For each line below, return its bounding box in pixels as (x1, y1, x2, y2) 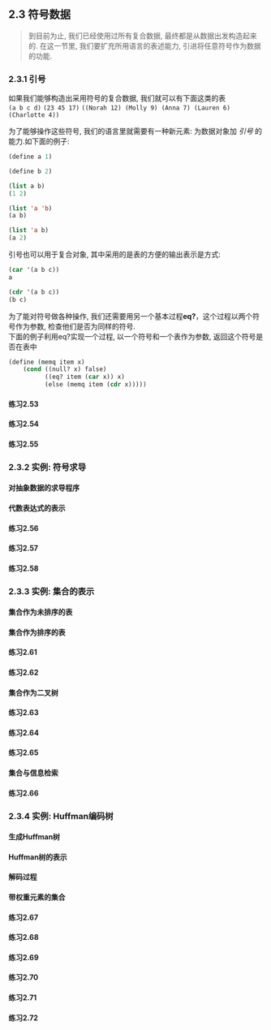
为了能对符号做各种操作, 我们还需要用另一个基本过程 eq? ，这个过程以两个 (8, 311, 253, 321)
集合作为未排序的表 (8, 607, 73, 617)
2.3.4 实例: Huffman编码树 (8, 810, 114, 821)
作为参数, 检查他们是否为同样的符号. (15, 321, 136, 331)
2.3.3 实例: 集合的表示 (8, 585, 95, 597)
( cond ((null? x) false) (23, 365, 107, 373)
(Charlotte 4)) (8, 111, 60, 119)
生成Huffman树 (8, 832, 61, 842)
